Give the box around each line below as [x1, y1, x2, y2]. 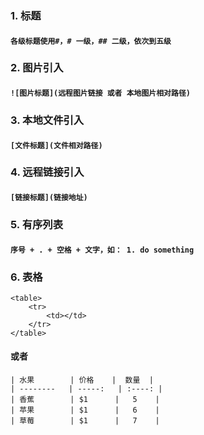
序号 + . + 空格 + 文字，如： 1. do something [10, 245, 195, 255]
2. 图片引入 [10, 61, 64, 75]
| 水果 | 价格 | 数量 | [10, 375, 154, 386]
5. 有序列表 [10, 217, 64, 231]
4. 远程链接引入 [10, 165, 85, 179]
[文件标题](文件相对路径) [10, 140, 103, 151]
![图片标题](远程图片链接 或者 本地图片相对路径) [10, 88, 191, 99]
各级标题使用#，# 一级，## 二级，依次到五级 [10, 36, 172, 46]
